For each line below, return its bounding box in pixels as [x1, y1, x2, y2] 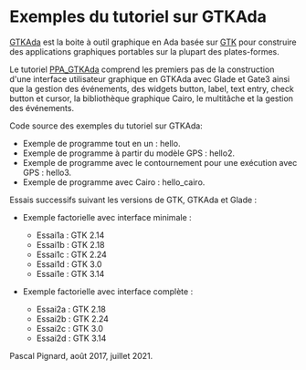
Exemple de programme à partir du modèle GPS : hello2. [22, 148, 236, 159]
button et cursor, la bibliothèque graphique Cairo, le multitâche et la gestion [9, 93, 294, 104]
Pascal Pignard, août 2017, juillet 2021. [9, 350, 153, 361]
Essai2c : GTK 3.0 [36, 323, 103, 334]
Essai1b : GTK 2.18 [36, 239, 105, 250]
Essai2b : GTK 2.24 [36, 313, 110, 324]
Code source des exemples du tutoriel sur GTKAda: [9, 120, 203, 131]
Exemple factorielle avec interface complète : [22, 285, 194, 297]
